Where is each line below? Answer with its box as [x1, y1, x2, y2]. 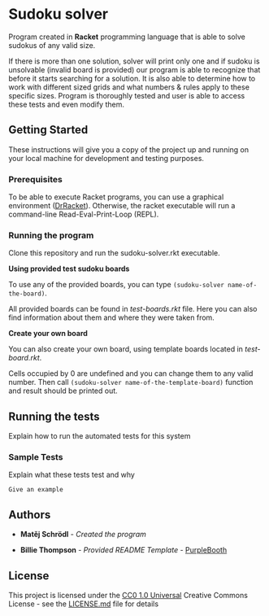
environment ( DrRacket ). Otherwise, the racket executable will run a [8, 201, 236, 211]
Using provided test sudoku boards [8, 264, 130, 273]
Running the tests [8, 409, 100, 423]
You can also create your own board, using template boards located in [8, 344, 244, 354]
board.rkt [8, 353, 41, 363]
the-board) [8, 290, 46, 298]
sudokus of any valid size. [8, 40, 96, 50]
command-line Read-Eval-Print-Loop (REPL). [8, 209, 159, 220]
